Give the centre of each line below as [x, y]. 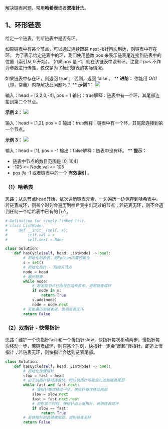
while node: [36, 281]
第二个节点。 [27, 101]
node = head [36, 272]
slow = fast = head [44, 376]
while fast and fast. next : [51, 385]
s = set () [33, 263]
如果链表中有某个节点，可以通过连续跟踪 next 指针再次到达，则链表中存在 [81, 49]
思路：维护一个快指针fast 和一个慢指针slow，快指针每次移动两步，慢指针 [80, 339]
